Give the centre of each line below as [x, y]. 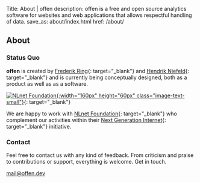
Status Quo [23, 58]
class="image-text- [161, 95]
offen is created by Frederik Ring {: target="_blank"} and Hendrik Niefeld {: [98, 71]
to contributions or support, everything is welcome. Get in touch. [86, 161]
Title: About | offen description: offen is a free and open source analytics [96, 9]
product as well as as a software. [47, 83]
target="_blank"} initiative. [39, 126]
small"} [15, 101]
